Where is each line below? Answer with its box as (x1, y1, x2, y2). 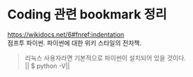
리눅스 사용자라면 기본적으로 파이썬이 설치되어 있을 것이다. (24, 54, 187, 62)
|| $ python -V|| (24, 61, 70, 70)
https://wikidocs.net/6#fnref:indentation (7, 30, 125, 39)
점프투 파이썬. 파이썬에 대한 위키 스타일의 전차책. (7, 38, 142, 47)
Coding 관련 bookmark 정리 (7, 6, 167, 23)
